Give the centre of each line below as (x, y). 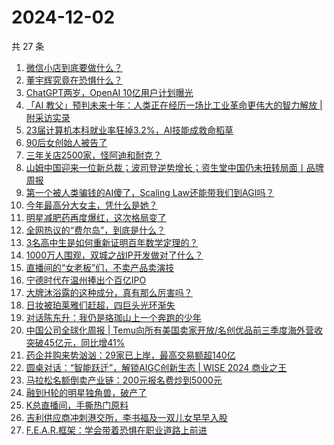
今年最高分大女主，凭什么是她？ (91, 205)
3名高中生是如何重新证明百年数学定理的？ (112, 242)
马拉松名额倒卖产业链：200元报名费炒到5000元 (124, 380)
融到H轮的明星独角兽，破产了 (86, 392)
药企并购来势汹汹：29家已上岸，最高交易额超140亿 (130, 355)
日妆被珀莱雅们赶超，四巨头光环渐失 (100, 305)
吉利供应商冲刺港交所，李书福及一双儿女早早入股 (126, 417)
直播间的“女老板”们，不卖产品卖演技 (100, 267)
